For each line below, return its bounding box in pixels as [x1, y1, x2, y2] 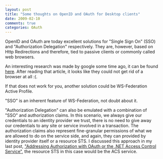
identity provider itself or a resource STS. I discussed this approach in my [5, 138, 152, 144]
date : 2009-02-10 [5, 16, 40, 21]
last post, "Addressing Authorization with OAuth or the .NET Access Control [5, 143, 157, 149]
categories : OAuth [5, 25, 42, 30]
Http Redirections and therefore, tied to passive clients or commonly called [5, 49, 155, 55]
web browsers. [5, 54, 35, 60]
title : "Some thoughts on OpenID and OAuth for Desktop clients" [5, 12, 140, 17]
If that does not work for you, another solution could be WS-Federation [5, 83, 147, 89]
